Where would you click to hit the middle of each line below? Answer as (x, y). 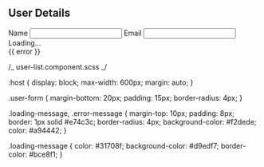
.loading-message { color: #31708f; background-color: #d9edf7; (114, 145)
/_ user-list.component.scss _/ (58, 66)
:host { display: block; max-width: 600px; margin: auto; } (101, 82)
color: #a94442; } (37, 130)
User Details (39, 13)
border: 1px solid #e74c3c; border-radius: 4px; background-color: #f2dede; (132, 121)
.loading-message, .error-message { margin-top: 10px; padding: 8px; (122, 113)
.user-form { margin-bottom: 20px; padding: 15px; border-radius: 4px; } (126, 97)
